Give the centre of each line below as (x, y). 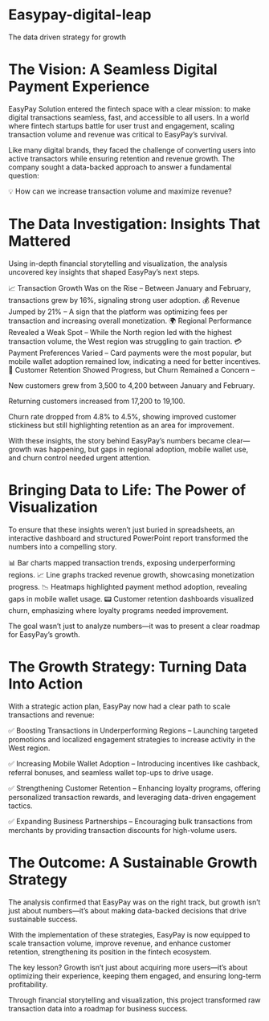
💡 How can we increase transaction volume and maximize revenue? (120, 191)
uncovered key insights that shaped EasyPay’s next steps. (104, 272)
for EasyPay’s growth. (44, 634)
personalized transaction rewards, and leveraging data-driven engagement (132, 797)
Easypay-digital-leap (80, 15)
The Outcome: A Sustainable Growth (133, 862)
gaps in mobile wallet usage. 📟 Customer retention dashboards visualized (131, 598)
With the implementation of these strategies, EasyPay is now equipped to (129, 934)
